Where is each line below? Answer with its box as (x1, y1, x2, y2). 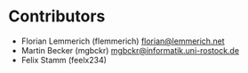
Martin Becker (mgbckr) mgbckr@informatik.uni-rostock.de (20, 45, 240, 55)
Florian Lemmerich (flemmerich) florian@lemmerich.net (20, 36, 225, 46)
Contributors (8, 6, 106, 27)
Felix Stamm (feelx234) (20, 54, 108, 65)
